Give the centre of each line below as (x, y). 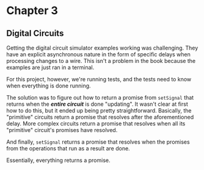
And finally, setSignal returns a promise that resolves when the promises (98, 142)
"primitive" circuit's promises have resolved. (62, 130)
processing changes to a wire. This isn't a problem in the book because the (101, 61)
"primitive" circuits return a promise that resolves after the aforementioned (100, 117)
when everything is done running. (49, 86)
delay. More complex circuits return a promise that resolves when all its (96, 124)
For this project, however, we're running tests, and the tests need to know (99, 79)
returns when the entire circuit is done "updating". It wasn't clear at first (97, 104)
